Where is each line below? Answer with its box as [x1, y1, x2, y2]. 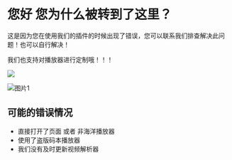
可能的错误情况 [7, 107, 73, 119]
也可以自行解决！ [19, 40, 70, 48]
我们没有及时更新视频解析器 [17, 144, 99, 153]
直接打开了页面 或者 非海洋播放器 [17, 127, 115, 135]
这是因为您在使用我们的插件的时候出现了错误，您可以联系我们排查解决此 [7, 31, 219, 40]
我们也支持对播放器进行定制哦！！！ [7, 55, 114, 64]
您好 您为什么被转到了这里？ [7, 6, 172, 23]
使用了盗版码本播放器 [17, 136, 80, 144]
